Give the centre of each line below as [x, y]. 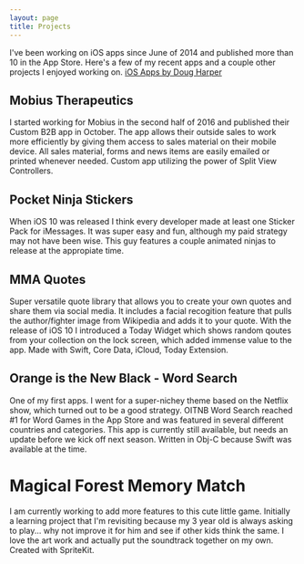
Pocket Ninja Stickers [71, 199]
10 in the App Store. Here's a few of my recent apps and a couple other [142, 62]
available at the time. [48, 449]
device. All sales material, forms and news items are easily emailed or [140, 151]
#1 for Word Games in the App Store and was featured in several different [147, 420]
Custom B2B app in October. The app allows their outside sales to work [143, 132]
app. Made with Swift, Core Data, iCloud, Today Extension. [119, 350]
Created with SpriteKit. [52, 549]
